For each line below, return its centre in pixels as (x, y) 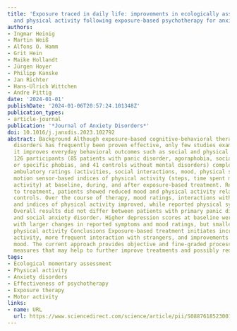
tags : (15, 257)
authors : (20, 27)
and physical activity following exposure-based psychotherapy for (115, 21)
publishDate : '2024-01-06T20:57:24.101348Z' (74, 106)
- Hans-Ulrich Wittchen (42, 86)
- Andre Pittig (30, 93)
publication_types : (36, 112)
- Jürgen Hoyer (30, 66)
